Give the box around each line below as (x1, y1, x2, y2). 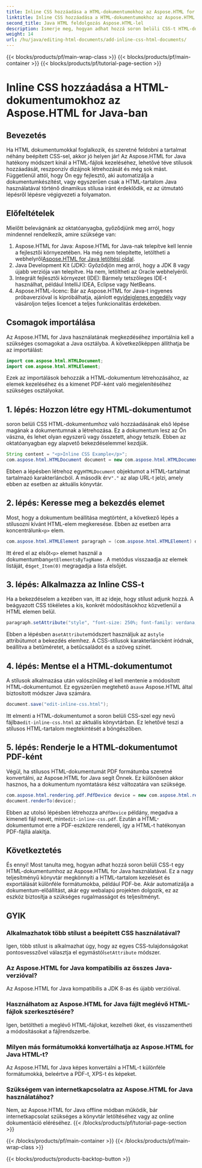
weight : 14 (6, 31, 34, 37)
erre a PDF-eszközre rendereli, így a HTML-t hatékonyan (44, 821, 186, 829)
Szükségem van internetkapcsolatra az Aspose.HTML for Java (6, 1085, 194, 1093)
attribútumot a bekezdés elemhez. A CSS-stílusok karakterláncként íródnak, (6, 637, 194, 644)
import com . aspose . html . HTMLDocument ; (6, 357, 103, 364)
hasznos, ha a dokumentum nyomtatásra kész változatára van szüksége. (6, 780, 186, 788)
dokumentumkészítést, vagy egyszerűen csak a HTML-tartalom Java (6, 178, 177, 185)
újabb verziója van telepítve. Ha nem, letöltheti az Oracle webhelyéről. (14, 268, 188, 275)
